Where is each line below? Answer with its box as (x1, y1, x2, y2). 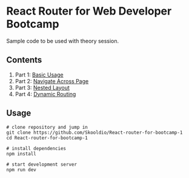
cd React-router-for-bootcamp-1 (6, 135, 88, 141)
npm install (6, 151, 36, 157)
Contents (6, 55, 42, 65)
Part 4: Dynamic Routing (15, 90, 76, 98)
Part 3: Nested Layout (15, 84, 70, 91)
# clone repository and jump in (6, 124, 88, 130)
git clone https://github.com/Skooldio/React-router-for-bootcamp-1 (6, 129, 183, 135)
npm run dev (6, 166, 36, 173)
